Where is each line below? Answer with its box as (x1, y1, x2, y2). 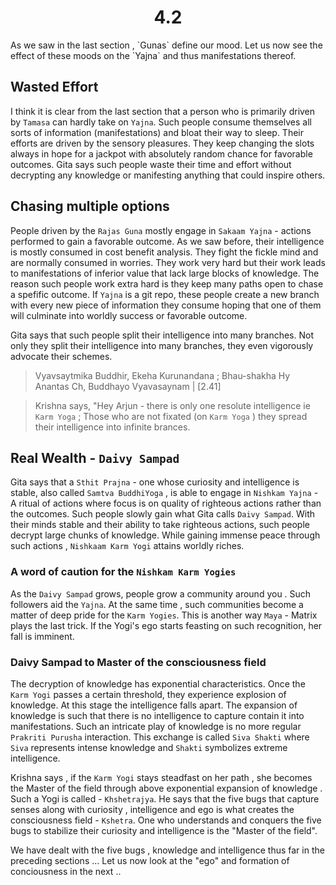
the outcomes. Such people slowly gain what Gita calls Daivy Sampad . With (10, 508, 316, 520)
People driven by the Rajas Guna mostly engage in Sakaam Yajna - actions (10, 224, 312, 236)
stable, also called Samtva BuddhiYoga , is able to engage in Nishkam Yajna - (10, 487, 319, 499)
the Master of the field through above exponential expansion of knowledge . (10, 782, 323, 794)
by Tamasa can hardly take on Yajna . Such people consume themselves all (10, 116, 312, 128)
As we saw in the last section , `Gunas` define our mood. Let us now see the (10, 39, 323, 51)
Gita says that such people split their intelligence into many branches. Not (10, 329, 315, 341)
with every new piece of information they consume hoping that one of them (10, 299, 322, 311)
